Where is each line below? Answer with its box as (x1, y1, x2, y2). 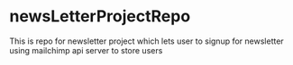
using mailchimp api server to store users (9, 45, 163, 55)
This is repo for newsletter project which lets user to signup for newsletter (9, 36, 284, 46)
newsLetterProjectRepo (9, 6, 191, 27)
